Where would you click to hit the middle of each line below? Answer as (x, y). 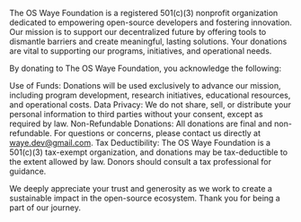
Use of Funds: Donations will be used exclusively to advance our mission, (145, 85)
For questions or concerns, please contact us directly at (157, 133)
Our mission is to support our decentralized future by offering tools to (138, 32)
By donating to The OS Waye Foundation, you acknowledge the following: (145, 68)
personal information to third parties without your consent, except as (136, 114)
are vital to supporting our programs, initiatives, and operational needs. (141, 51)
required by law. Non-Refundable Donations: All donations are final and (141, 124)
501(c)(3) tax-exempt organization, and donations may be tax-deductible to (149, 152)
